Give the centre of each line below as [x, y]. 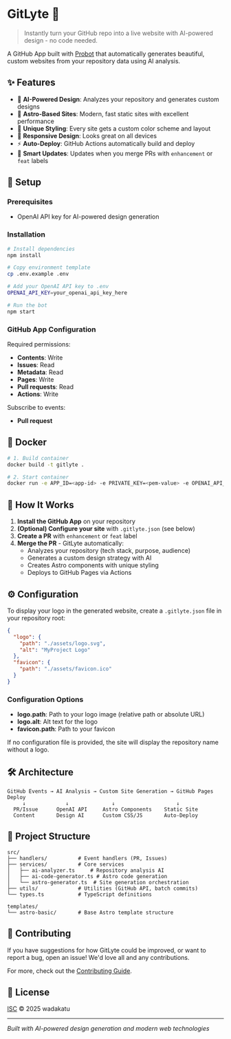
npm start [21, 311]
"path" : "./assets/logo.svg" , [63, 643]
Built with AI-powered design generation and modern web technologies [108, 1029]
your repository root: [36, 617]
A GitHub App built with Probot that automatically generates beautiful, [106, 54]
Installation [26, 234]
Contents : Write [40, 358]
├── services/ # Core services [66, 864]
